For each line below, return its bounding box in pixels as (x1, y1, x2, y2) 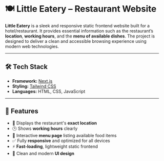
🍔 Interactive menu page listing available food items (12, 132, 117, 138)
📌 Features (5, 107, 39, 115)
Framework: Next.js (12, 78, 53, 84)
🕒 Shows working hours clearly (12, 125, 78, 131)
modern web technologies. (5, 43, 59, 49)
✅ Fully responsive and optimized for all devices (12, 138, 110, 143)
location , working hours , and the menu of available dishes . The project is (5, 33, 155, 39)
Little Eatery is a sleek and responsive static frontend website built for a (5, 22, 150, 29)
